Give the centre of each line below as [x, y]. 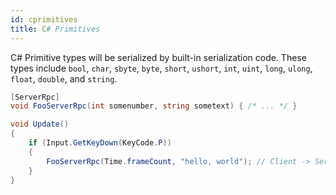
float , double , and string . [64, 78]
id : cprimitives [44, 19]
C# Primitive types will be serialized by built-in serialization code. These [158, 57]
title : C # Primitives [55, 29]
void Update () [40, 124]
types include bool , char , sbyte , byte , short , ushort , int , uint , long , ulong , [161, 68]
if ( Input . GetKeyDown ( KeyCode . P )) [100, 143]
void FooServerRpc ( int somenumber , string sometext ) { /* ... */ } [154, 106]
